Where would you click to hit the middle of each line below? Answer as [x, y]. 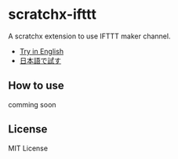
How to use [36, 86]
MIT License [28, 148]
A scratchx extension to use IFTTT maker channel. [89, 36]
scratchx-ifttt [52, 14]
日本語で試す [40, 60]
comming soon [32, 104]
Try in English [42, 51]
